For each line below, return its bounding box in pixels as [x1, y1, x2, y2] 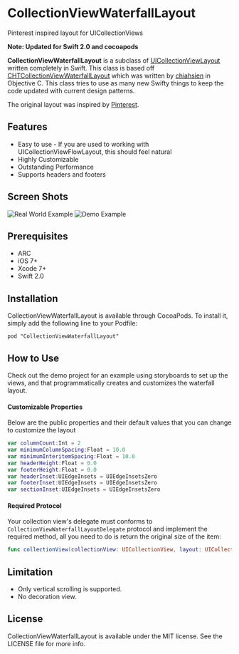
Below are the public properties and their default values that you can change [7, 418, 232, 427]
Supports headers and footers [17, 170, 107, 179]
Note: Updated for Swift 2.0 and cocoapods [7, 42, 139, 51]
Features [7, 121, 48, 133]
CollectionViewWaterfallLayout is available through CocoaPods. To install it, [7, 311, 228, 320]
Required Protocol [7, 501, 62, 510]
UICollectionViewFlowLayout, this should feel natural [17, 147, 172, 156]
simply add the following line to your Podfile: [7, 319, 137, 328]
